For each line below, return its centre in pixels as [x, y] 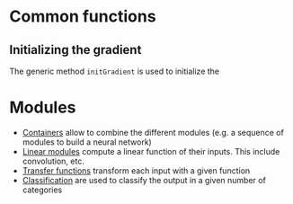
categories [42, 190]
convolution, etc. [53, 161]
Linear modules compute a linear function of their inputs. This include [151, 151]
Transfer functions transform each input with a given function [136, 170]
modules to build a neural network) [87, 142]
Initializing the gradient [75, 50]
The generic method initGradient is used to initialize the [115, 71]
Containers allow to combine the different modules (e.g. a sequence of [153, 132]
